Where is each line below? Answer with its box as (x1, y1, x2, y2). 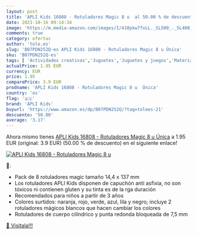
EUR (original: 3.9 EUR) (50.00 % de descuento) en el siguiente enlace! (6, 140, 178, 147)
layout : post (6, 8, 38, 15)
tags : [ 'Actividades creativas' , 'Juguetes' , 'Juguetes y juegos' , (6, 57, 172, 63)
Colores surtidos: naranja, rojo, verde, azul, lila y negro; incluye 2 (14, 198, 172, 205)
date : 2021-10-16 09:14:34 (6, 19, 72, 25)
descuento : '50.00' (6, 112, 54, 117)
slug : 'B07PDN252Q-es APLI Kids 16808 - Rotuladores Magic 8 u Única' (6, 47, 182, 53)
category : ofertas (6, 36, 51, 42)
